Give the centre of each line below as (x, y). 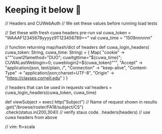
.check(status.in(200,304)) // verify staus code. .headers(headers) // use (78, 112)
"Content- (138, 68)
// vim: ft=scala (20, 127)
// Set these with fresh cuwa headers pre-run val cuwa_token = (68, 32)
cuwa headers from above (31, 117)
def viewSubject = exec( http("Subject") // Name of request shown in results (81, 102)
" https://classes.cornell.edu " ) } (37, 78)
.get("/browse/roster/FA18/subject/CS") (44, 107)
